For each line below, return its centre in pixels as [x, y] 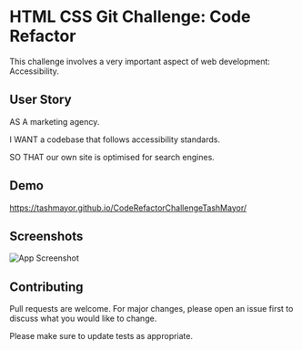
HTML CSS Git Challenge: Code [130, 17]
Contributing [46, 287]
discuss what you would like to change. [83, 319]
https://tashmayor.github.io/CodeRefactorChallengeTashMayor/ [128, 208]
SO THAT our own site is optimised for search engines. [112, 157]
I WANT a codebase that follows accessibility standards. [115, 139]
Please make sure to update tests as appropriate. [101, 336]
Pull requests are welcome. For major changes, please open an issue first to [151, 309]
